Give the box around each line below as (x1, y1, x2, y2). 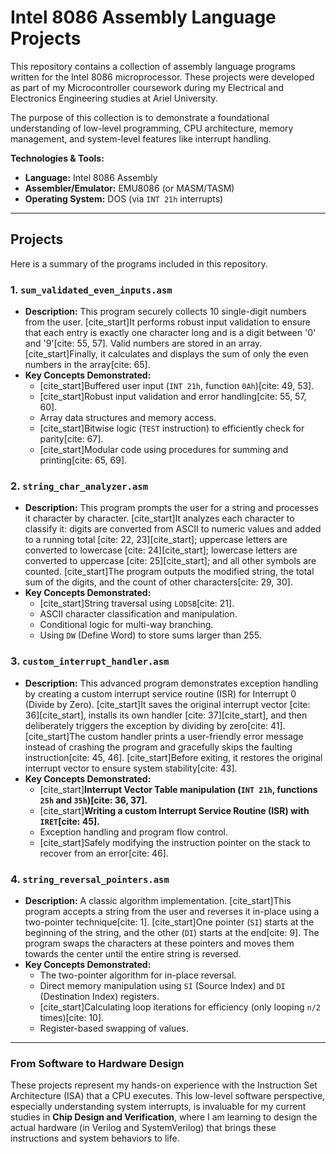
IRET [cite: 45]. (39, 815, 100, 827)
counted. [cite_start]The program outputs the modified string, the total (24, 566, 315, 578)
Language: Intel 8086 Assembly (24, 171, 158, 183)
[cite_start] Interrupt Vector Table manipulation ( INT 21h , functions (39, 783, 318, 795)
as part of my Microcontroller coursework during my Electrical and (10, 81, 285, 93)
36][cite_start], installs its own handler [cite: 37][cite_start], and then (24, 709, 308, 721)
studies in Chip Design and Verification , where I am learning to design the (10, 1111, 318, 1123)
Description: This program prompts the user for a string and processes (24, 502, 319, 514)
